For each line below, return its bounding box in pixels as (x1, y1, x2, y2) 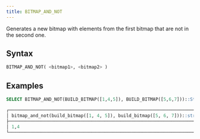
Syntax (6, 49, 33, 59)
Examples (6, 81, 43, 91)
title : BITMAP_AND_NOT (6, 8, 62, 15)
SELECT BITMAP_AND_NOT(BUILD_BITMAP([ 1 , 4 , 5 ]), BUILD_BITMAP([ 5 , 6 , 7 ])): (6, 96, 187, 103)
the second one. (6, 31, 46, 39)
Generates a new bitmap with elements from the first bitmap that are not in (6, 25, 189, 32)
